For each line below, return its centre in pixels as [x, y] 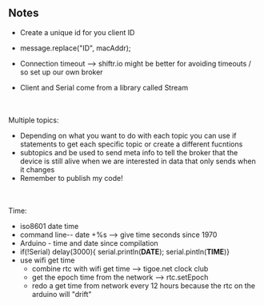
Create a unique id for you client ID [77, 32]
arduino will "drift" [62, 294]
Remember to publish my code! [71, 178]
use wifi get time [47, 260]
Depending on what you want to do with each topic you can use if [128, 135]
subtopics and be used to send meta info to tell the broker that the [129, 152]
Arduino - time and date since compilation [89, 243]
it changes [37, 169]
